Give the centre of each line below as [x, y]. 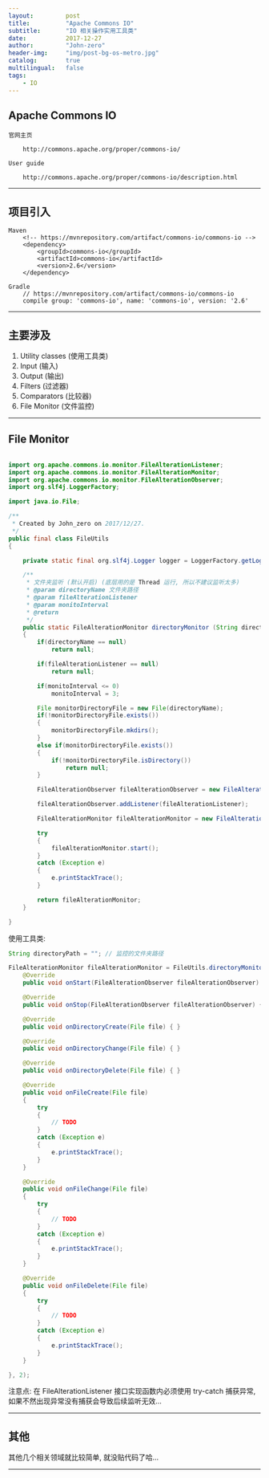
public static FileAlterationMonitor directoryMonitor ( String [130, 627]
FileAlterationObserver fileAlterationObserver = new [128, 790]
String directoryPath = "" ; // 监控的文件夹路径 [86, 953]
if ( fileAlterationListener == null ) [98, 664]
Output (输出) [42, 376]
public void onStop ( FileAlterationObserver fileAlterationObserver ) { [143, 1004]
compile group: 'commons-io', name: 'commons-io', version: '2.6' [136, 301]
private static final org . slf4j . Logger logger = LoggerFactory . [132, 560]
